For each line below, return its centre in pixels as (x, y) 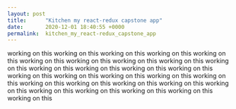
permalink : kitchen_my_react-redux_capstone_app (82, 33)
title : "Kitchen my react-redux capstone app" (85, 20)
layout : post (26, 14)
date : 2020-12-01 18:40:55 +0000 (66, 27)
